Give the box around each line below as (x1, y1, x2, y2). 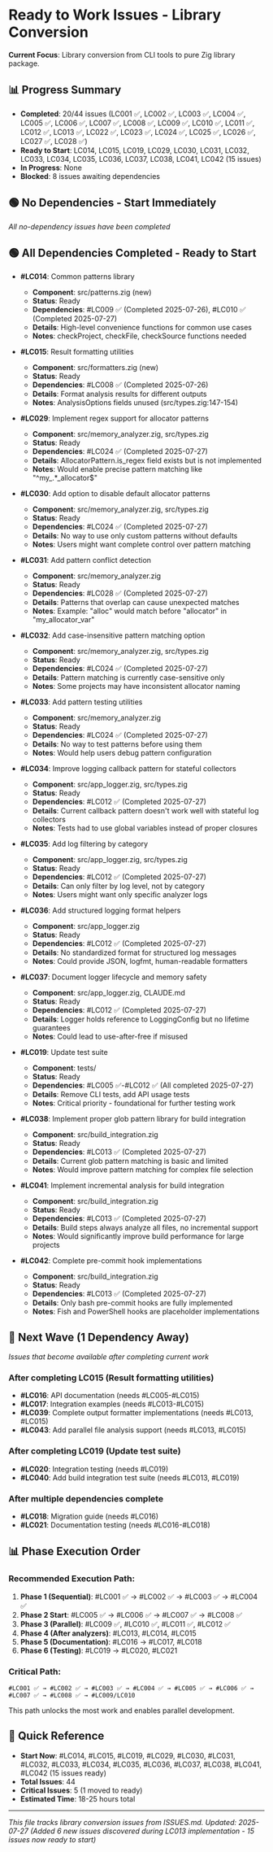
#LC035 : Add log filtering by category (19, 839, 149, 849)
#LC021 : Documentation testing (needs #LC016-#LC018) (19, 1520, 211, 1530)
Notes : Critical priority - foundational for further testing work (32, 1098, 236, 1108)
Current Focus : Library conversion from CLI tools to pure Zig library (8, 50, 236, 59)
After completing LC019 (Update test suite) (8, 1445, 181, 1457)
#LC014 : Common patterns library (19, 272, 136, 281)
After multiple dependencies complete (8, 1492, 164, 1504)
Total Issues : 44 (19, 1776, 76, 1786)
